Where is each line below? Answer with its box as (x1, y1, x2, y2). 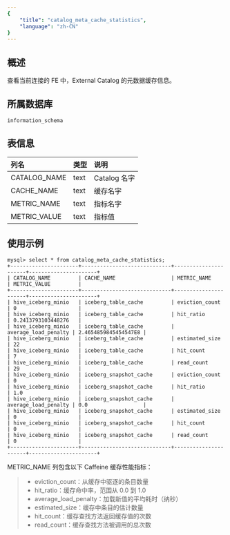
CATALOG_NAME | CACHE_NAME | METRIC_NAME (13, 274, 212, 282)
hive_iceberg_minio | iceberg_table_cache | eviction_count (13, 298, 221, 306)
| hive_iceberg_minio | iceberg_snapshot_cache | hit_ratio (7, 383, 206, 390)
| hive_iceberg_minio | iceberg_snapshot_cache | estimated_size (7, 407, 221, 414)
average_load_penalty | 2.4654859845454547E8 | (7, 329, 147, 335)
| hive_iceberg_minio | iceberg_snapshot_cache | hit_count (7, 419, 206, 427)
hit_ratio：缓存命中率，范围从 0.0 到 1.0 (34, 486, 146, 494)
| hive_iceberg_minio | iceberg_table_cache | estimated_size (7, 335, 221, 342)
